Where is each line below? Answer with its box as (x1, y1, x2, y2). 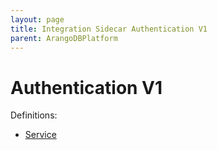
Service (24, 129, 57, 141)
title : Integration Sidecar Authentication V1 (10, 24, 208, 34)
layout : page (10, 14, 65, 25)
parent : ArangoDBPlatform (10, 33, 118, 43)
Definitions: (10, 109, 58, 121)
